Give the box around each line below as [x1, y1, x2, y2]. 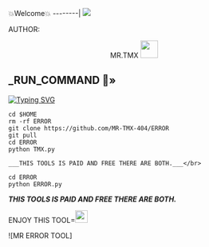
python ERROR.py [8, 180, 62, 188]
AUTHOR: [8, 25, 40, 34]
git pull [8, 131, 37, 139]
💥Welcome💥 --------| [8, 9, 81, 18]
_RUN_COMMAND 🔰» [8, 74, 116, 87]
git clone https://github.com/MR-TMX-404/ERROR [8, 124, 170, 132]
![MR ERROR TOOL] [8, 230, 73, 240]
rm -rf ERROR [8, 117, 52, 125]
